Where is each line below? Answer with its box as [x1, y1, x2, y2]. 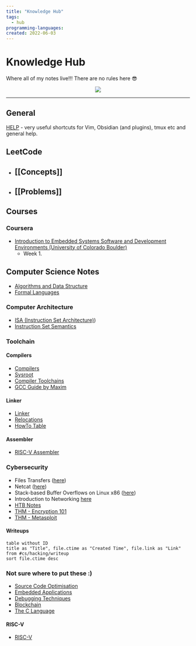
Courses [6, 207, 38, 217]
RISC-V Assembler [14, 449, 60, 456]
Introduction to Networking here [14, 495, 92, 502]
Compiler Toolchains [14, 377, 64, 384]
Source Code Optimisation [14, 583, 78, 590]
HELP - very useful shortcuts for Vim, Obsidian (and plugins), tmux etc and [6, 123, 186, 130]
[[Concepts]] [14, 167, 63, 177]
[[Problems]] [14, 187, 62, 197]
